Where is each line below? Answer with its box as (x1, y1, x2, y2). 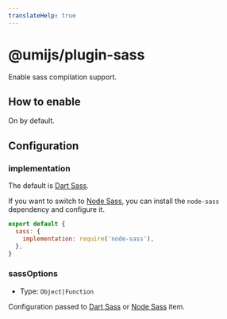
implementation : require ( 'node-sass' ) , (22, 235, 155, 243)
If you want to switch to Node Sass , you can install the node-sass (8, 196, 220, 206)
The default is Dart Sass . (8, 181, 89, 190)
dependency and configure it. (8, 205, 106, 214)
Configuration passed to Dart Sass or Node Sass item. (8, 302, 185, 311)
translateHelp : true (8, 11, 77, 20)
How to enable (8, 94, 81, 108)
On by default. (8, 116, 56, 125)
